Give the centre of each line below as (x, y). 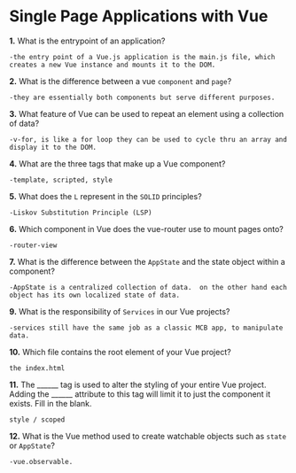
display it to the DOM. (53, 147)
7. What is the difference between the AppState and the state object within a (147, 261)
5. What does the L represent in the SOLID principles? (105, 196)
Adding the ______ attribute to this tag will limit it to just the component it (140, 394)
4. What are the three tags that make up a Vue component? (117, 163)
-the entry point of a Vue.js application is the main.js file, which (142, 57)
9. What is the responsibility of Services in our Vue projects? (120, 311)
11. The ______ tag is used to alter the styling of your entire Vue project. (138, 384)
